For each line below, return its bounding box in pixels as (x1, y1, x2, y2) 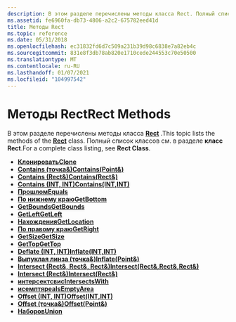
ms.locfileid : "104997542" (7, 75, 86, 83)
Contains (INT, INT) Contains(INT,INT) (17, 180, 130, 188)
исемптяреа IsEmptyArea (17, 285, 94, 293)
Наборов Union (17, 307, 63, 316)
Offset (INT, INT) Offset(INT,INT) (17, 292, 114, 301)
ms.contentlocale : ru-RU (7, 63, 80, 70)
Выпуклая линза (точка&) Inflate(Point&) (17, 255, 140, 264)
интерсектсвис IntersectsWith (17, 277, 109, 285)
